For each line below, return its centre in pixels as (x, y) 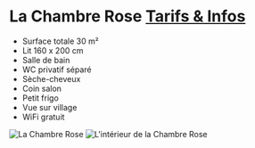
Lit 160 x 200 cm (53, 50)
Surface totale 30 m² (61, 41)
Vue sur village (49, 107)
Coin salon (42, 88)
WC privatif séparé (57, 70)
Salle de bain (46, 60)
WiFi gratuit (43, 117)
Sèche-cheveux (51, 78)
